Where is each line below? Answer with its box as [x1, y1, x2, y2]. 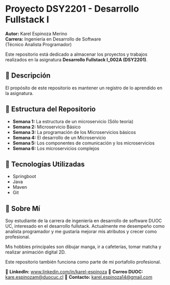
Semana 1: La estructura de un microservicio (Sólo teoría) [12, 118, 133, 124]
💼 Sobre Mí [5, 204, 41, 213]
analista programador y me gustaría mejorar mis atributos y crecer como [5, 229, 157, 235]
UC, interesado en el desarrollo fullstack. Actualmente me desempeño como [5, 223, 165, 229]
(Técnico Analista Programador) [5, 41, 72, 47]
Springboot [12, 173, 37, 180]
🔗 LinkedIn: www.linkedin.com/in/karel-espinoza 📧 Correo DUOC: [5, 269, 144, 275]
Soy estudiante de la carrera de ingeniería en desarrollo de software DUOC [5, 218, 162, 224]
